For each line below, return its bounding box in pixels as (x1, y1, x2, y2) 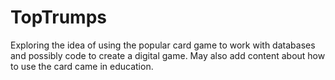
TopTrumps (10, 6, 107, 29)
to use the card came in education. (10, 60, 154, 72)
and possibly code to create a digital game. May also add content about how (10, 49, 326, 61)
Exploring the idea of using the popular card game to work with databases (10, 39, 316, 51)
